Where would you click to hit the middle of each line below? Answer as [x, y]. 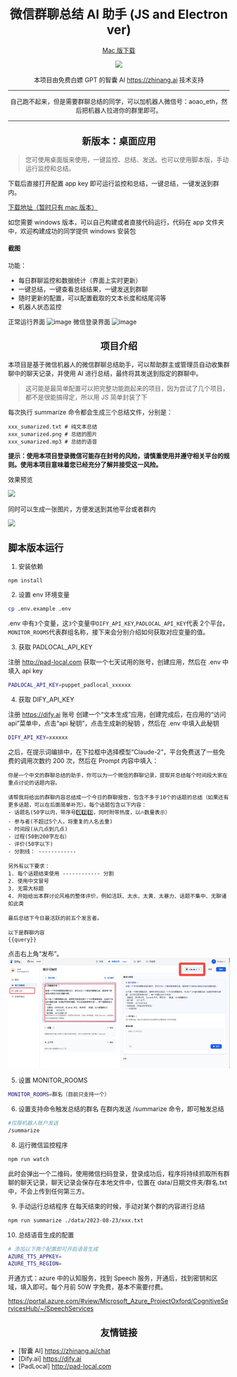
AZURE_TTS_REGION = [35, 1264]
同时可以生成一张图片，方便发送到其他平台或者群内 [82, 509]
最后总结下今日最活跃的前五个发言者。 [55, 918]
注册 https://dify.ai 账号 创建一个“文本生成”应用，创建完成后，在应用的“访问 [117, 715]
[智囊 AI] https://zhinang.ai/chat [64, 1351]
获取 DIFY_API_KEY [46, 699]
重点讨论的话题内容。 [34, 783]
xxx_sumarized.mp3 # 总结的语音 [53, 441]
